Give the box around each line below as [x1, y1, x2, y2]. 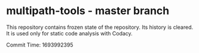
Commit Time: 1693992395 [6, 41, 74, 48]
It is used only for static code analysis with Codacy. [6, 29, 133, 37]
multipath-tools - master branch [6, 4, 170, 18]
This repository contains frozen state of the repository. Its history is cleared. [6, 24, 193, 31]
